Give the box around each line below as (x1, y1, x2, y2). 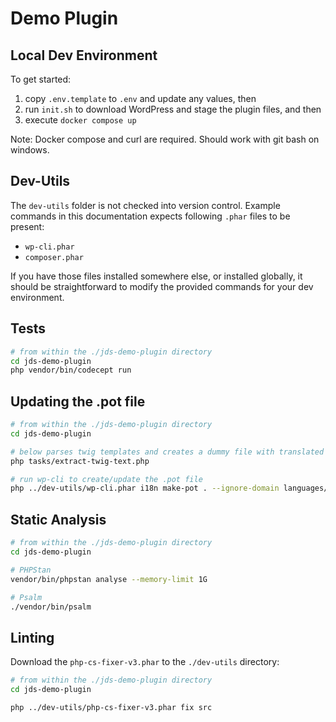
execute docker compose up (24, 114, 137, 126)
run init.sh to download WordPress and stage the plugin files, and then (24, 103, 322, 115)
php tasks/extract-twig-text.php (10, 456, 150, 466)
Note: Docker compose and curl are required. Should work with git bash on (10, 133, 320, 145)
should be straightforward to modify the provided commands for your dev (10, 280, 314, 292)
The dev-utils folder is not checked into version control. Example (10, 199, 281, 211)
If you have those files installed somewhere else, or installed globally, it (10, 270, 303, 282)
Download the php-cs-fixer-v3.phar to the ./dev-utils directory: (10, 656, 280, 668)
